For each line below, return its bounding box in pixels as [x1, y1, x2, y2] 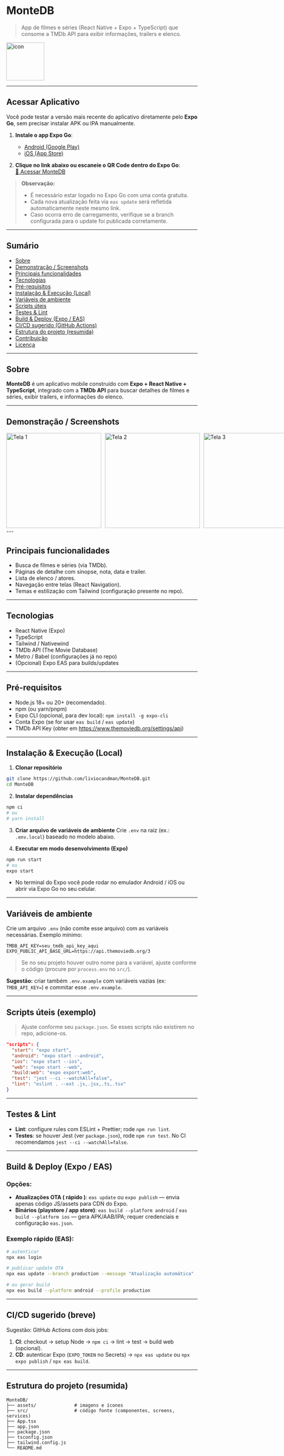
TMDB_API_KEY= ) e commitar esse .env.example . [6, 984, 123, 991]
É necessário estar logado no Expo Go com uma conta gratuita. [30, 191, 189, 198]
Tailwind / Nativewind [15, 639, 69, 647]
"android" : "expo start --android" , [12, 1053, 104, 1059]
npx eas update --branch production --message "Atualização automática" [6, 1271, 194, 1277]
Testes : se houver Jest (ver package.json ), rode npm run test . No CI [15, 1132, 186, 1139]
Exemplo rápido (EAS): [6, 1235, 74, 1243]
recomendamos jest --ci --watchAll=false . [15, 1138, 129, 1146]
